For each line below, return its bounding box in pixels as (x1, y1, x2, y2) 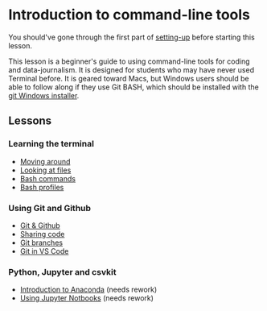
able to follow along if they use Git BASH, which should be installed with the (8, 82, 259, 92)
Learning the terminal (8, 139, 95, 150)
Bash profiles (19, 182, 64, 192)
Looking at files (19, 165, 72, 175)
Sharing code (19, 229, 65, 238)
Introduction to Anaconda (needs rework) (19, 284, 158, 295)
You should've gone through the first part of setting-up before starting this (8, 32, 255, 42)
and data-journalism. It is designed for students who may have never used (8, 64, 255, 74)
